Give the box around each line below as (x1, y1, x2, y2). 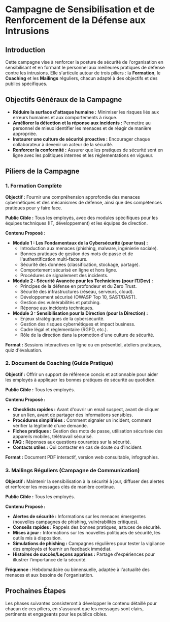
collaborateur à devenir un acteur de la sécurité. (12, 141, 113, 147)
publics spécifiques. (5, 80, 48, 87)
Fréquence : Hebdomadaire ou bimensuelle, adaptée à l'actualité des (5, 566, 150, 573)
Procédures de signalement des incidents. (20, 272, 109, 278)
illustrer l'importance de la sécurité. (12, 557, 87, 563)
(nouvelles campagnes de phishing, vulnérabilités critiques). (12, 519, 139, 525)
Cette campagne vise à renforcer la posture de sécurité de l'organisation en (5, 59, 164, 65)
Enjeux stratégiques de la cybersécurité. (20, 315, 105, 321)
